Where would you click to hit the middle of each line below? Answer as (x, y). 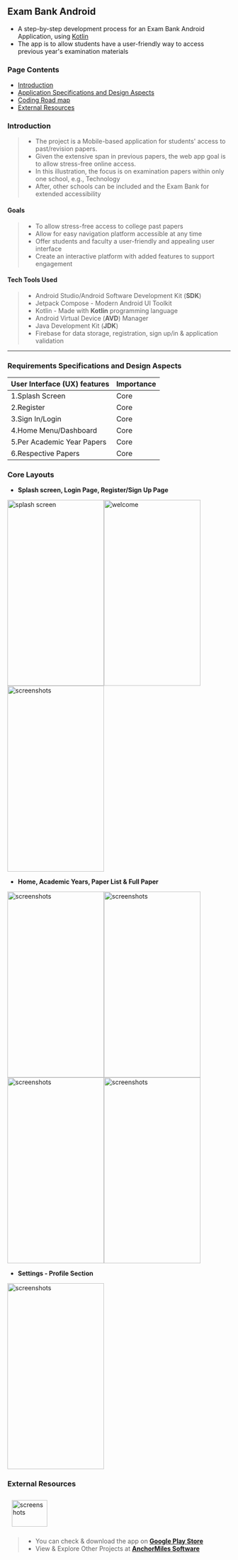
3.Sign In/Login (36, 419)
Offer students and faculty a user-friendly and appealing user (125, 241)
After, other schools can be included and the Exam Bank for (122, 186)
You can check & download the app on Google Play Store (119, 1541)
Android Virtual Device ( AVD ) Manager (92, 318)
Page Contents (33, 69)
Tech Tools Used (33, 280)
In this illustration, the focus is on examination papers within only (130, 171)
